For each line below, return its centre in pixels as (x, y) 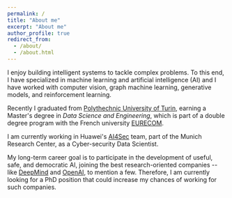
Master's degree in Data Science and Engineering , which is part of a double (116, 115)
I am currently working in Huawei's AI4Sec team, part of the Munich (105, 136)
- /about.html (34, 53)
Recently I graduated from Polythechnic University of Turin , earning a (107, 108)
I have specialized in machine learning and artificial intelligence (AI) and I (112, 79)
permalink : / (26, 14)
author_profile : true (39, 33)
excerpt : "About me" (37, 26)
